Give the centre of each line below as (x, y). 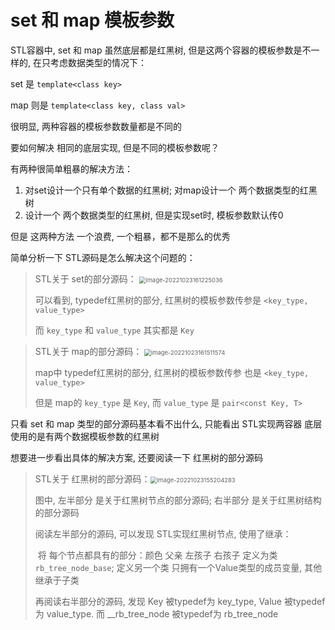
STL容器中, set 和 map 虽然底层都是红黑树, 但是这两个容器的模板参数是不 (161, 50)
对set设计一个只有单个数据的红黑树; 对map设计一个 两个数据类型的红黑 (171, 190)
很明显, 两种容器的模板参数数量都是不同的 (96, 126)
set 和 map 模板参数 (92, 20)
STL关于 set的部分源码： (85, 278)
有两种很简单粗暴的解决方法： (71, 168)
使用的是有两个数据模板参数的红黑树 (85, 436)
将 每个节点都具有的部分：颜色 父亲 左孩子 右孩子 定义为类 (157, 555)
